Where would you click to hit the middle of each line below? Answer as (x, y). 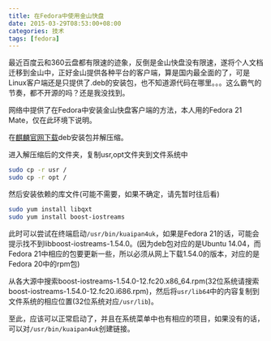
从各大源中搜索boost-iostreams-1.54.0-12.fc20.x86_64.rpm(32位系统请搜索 (134, 281)
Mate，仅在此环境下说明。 (53, 120)
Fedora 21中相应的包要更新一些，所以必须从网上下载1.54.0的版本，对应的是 (134, 254)
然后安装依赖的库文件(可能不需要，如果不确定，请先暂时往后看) (114, 194)
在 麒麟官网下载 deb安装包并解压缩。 (68, 138)
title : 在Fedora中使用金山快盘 (56, 16)
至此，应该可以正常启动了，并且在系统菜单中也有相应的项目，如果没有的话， (136, 318)
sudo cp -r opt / (38, 178)
